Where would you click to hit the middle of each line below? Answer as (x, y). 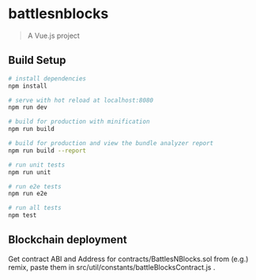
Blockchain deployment (68, 240)
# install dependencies (47, 78)
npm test (23, 215)
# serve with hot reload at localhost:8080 (81, 100)
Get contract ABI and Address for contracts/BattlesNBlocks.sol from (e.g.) (128, 259)
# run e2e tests (35, 186)
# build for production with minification (79, 122)
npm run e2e (28, 194)
